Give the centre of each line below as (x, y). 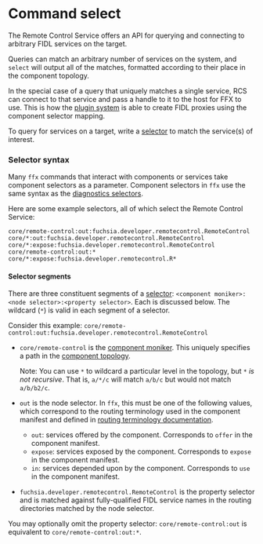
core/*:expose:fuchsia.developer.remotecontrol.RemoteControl (112, 245)
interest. (22, 139)
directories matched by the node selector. (87, 509)
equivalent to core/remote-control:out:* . (75, 532)
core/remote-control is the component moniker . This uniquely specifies (135, 348)
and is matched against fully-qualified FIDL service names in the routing (135, 500)
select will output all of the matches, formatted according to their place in (127, 67)
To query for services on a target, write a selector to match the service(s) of (130, 131)
